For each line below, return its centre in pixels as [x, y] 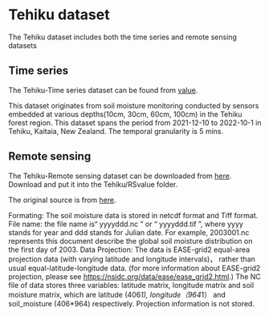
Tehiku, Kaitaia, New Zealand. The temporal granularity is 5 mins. [116, 131]
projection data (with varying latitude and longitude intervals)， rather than [132, 259]
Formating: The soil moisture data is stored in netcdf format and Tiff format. [133, 215]
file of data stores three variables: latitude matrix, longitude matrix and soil [131, 285]
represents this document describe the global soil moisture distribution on [130, 241]
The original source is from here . [62, 200]
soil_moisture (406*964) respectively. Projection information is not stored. [132, 303]
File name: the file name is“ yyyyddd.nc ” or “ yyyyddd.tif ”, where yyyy [126, 224]
